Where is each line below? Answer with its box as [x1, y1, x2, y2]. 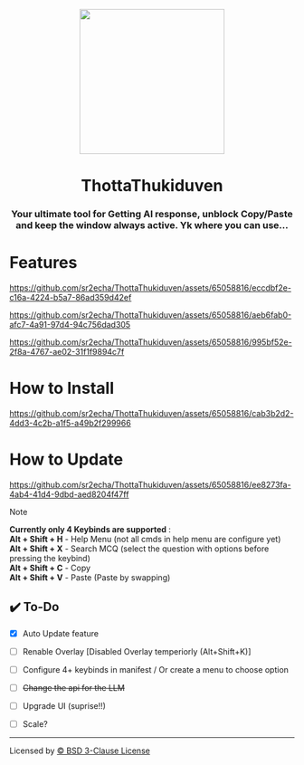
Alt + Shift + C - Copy [9, 562, 91, 573]
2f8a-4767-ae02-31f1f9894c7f [9, 347, 125, 358]
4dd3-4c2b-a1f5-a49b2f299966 [9, 417, 131, 428]
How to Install [9, 378, 115, 398]
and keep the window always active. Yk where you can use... [15, 219, 289, 232]
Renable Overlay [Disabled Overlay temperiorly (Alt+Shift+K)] [22, 645, 252, 656]
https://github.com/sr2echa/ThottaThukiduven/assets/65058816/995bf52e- [9, 337, 292, 348]
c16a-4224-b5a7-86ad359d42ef [9, 292, 132, 303]
